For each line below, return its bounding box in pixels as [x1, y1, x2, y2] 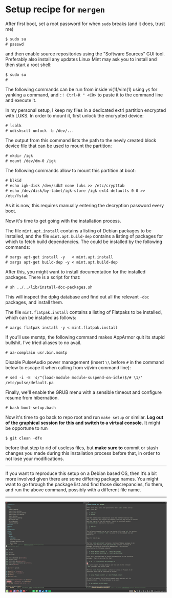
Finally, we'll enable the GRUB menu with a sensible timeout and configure [5, 389, 162, 395]
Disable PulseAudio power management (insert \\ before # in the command [5, 359, 164, 365]
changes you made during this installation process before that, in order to [5, 450, 160, 456]
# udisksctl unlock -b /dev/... [5, 128, 74, 133]
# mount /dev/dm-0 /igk [5, 158, 56, 164]
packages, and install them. [5, 299, 63, 305]
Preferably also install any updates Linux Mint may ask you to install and [5, 56, 157, 62]
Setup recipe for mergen [5, 4, 105, 15]
